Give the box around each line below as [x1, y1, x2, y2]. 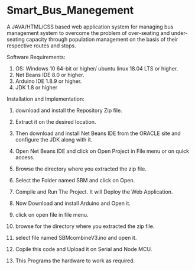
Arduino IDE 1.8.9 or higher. [15, 78, 82, 85]
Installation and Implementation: [6, 95, 84, 102]
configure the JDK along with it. [15, 136, 93, 143]
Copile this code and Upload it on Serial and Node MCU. [15, 245, 152, 252]
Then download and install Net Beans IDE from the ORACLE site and [15, 130, 181, 137]
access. [15, 153, 35, 160]
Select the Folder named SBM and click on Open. [15, 176, 135, 184]
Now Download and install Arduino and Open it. [15, 200, 131, 207]
